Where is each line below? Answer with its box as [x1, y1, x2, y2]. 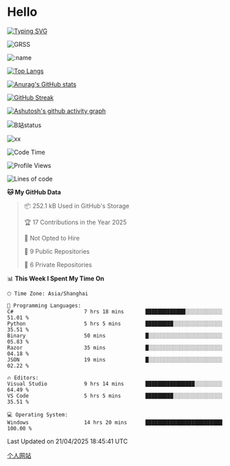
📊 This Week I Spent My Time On [7, 274, 104, 282]
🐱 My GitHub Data [7, 188, 62, 196]
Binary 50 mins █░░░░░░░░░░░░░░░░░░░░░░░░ [7, 332, 223, 339]
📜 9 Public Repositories [23, 247, 90, 255]
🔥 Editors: [7, 374, 39, 381]
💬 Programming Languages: [7, 302, 81, 309]
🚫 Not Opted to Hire [23, 234, 80, 242]
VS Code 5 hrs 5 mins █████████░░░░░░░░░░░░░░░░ [7, 392, 223, 399]
